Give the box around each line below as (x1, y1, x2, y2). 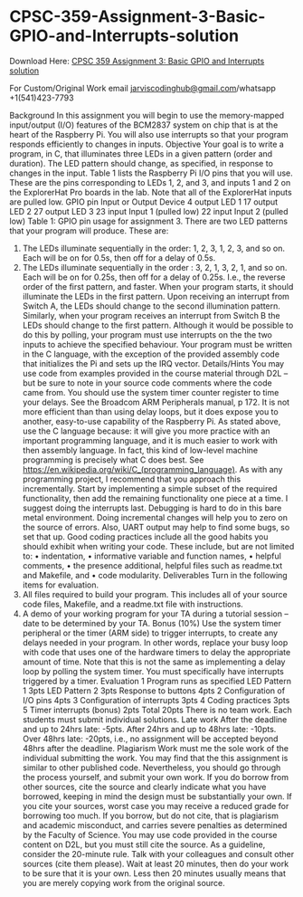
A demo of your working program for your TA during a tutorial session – (22, 608, 289, 619)
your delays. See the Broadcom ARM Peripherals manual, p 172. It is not (22, 396, 290, 407)
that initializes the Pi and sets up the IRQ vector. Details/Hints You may (22, 358, 285, 368)
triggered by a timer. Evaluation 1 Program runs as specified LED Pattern (22, 675, 292, 686)
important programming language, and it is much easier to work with (22, 434, 279, 445)
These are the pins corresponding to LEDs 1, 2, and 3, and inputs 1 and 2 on (9, 177, 291, 187)
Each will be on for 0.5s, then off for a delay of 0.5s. (22, 252, 216, 263)
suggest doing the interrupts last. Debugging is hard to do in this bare (22, 502, 282, 513)
